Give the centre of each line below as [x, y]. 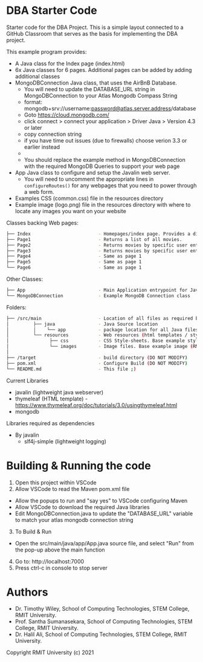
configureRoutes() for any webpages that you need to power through [110, 185]
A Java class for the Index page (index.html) [70, 63]
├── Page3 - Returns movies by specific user [97, 251]
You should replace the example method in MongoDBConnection [105, 159]
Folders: [16, 307]
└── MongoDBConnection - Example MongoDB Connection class [98, 296]
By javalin [27, 435]
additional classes [37, 76]
